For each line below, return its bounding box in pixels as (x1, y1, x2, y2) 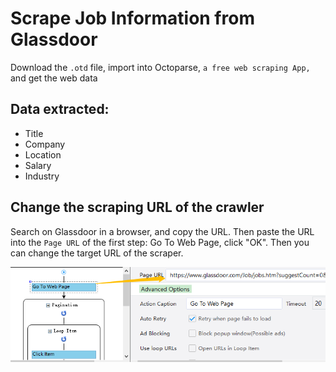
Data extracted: (10, 101, 110, 118)
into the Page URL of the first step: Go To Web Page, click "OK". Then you (10, 236, 310, 248)
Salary (24, 159, 52, 171)
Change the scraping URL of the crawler (10, 199, 265, 216)
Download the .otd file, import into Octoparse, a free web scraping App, (10, 61, 311, 73)
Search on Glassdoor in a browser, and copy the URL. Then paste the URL (10, 225, 315, 237)
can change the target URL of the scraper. (10, 247, 184, 259)
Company (24, 138, 66, 150)
